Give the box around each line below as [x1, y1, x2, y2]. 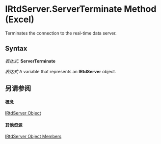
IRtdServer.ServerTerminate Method [5, 3, 157, 15]
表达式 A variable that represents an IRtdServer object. [5, 68, 116, 74]
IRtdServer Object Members [5, 133, 62, 139]
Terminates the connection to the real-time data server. [5, 30, 117, 36]
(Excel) [5, 14, 34, 25]
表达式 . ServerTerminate [5, 58, 55, 64]
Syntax [5, 44, 27, 53]
